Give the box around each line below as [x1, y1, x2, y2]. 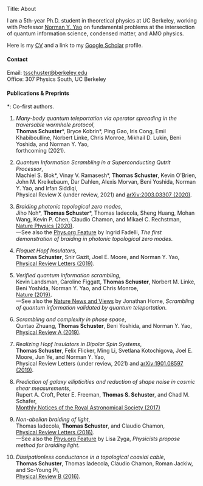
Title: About [7, 5, 36, 12]
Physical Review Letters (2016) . [15, 429, 95, 436]
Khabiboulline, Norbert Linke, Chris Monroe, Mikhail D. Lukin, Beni [15, 134, 181, 142]
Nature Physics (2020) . [15, 222, 75, 230]
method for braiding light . [15, 442, 80, 449]
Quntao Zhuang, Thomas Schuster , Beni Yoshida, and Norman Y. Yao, [15, 322, 192, 330]
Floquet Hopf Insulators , [15, 247, 77, 254]
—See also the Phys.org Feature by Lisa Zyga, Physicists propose [15, 435, 181, 443]
